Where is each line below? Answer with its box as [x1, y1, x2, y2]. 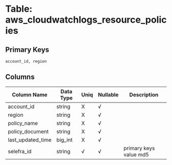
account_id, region [5, 59, 47, 64]
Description [129, 91, 159, 98]
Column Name [12, 91, 48, 98]
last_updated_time [8, 136, 52, 143]
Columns [5, 73, 35, 81]
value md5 [123, 151, 149, 158]
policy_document [8, 128, 49, 135]
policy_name [8, 119, 38, 127]
